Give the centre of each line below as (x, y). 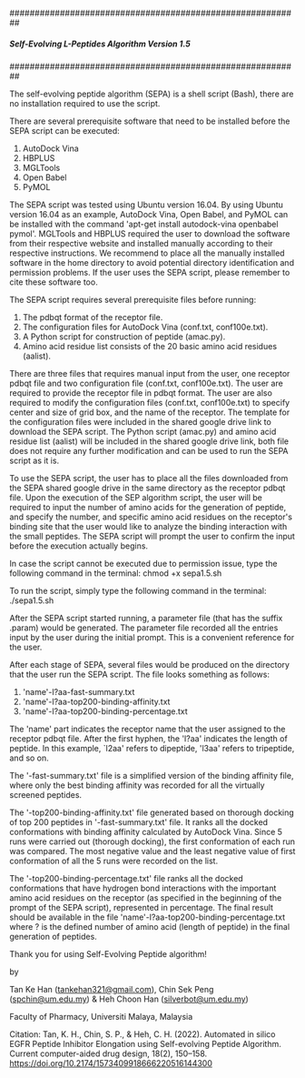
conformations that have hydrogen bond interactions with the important (143, 888)
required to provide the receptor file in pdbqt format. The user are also (141, 393)
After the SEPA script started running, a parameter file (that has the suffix (146, 618)
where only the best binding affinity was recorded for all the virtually (137, 785)
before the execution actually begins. (79, 546)
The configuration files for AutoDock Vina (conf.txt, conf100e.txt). (145, 327)
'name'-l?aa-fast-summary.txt (79, 691)
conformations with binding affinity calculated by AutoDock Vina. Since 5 (146, 831)
